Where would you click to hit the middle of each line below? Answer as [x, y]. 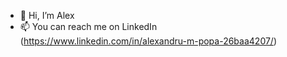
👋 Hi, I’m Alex [47, 15]
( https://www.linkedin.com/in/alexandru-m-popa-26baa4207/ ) [148, 41]
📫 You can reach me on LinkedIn [88, 26]
